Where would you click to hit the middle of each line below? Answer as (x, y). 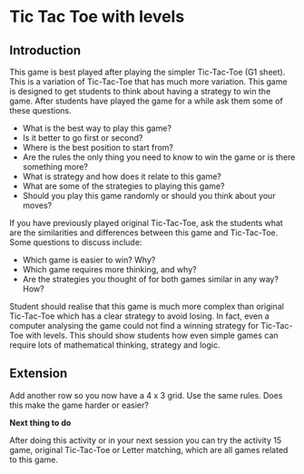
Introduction (45, 50)
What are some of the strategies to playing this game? (123, 186)
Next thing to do (40, 422)
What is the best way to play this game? (97, 128)
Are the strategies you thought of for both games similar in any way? (151, 279)
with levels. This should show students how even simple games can (152, 335)
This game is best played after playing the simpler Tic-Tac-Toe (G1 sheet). (147, 72)
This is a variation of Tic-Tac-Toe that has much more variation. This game (148, 82)
